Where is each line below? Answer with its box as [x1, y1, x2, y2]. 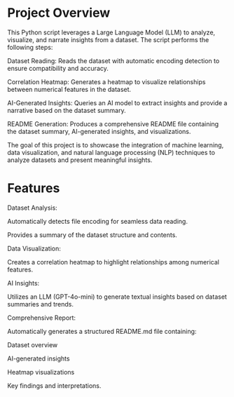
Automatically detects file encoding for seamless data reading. [7, 217, 188, 225]
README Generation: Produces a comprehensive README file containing [7, 119, 219, 128]
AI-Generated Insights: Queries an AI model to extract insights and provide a [7, 98, 228, 107]
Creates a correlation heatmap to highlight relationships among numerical [7, 257, 219, 266]
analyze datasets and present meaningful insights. [7, 156, 153, 164]
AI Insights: [7, 278, 40, 287]
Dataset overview [7, 340, 58, 349]
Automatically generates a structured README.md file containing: [7, 327, 197, 335]
